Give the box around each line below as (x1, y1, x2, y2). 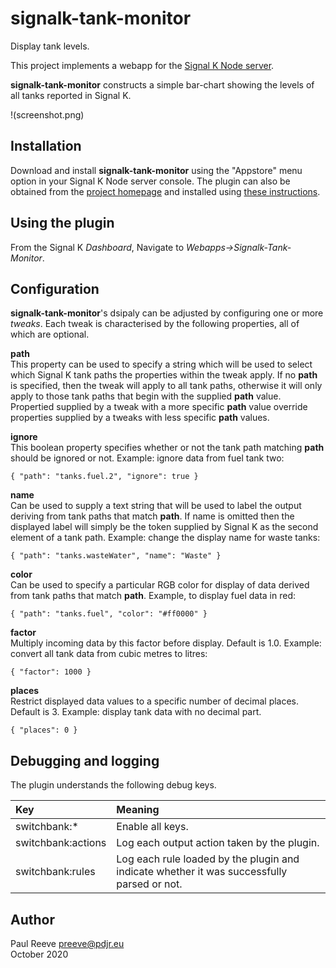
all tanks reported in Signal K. (10, 89, 132, 101)
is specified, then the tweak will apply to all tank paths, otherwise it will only (10, 380, 323, 392)
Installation (10, 138, 82, 155)
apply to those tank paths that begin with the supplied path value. (10, 390, 282, 402)
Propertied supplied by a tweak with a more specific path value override (10, 401, 308, 413)
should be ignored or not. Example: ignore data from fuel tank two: (10, 452, 285, 464)
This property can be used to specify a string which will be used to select (10, 358, 313, 371)
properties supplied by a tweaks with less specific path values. (10, 412, 270, 424)
